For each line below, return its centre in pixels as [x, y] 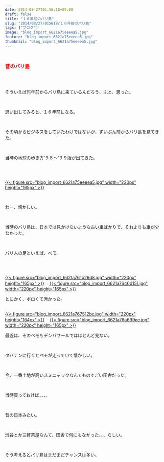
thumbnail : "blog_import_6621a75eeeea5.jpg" [51, 42]
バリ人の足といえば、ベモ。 [33, 253]
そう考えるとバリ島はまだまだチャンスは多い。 [52, 455]
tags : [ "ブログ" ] [22, 28]
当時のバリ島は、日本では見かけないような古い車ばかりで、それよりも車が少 [82, 227]
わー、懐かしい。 [22, 207]
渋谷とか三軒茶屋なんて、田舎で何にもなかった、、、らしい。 [65, 435]
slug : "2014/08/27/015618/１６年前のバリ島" [48, 23]
